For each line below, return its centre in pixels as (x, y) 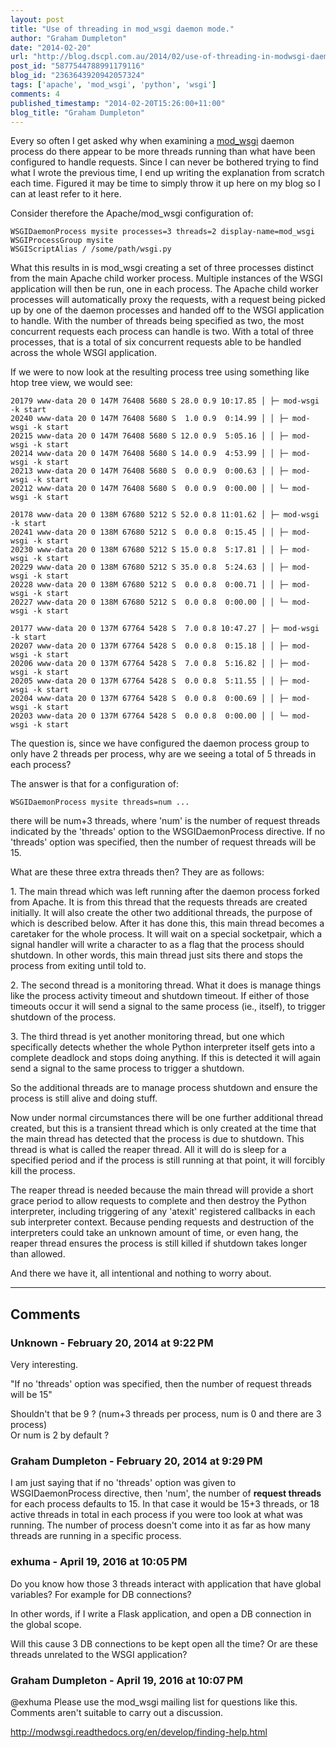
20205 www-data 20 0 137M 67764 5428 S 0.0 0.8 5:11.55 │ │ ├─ (149, 681)
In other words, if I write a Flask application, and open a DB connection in (161, 1613)
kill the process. (43, 1171)
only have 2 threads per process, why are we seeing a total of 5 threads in (163, 754)
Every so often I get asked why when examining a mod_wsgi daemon (152, 141)
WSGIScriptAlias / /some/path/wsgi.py (91, 249)
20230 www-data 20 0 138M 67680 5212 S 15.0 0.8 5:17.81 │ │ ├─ (149, 550)
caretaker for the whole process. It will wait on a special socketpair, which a (166, 934)
